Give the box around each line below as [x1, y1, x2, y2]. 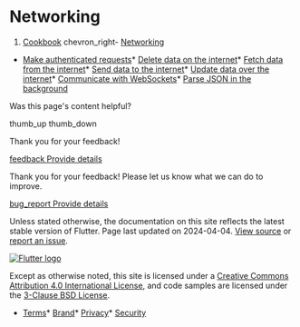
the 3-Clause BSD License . [9, 289, 111, 301]
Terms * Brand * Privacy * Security [22, 307, 147, 318]
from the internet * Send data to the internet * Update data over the [22, 64, 270, 74]
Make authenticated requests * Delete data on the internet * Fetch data [22, 54, 284, 64]
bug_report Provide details [9, 198, 109, 209]
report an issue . [9, 234, 68, 246]
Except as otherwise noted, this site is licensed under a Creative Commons [9, 270, 289, 281]
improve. [9, 180, 43, 192]
